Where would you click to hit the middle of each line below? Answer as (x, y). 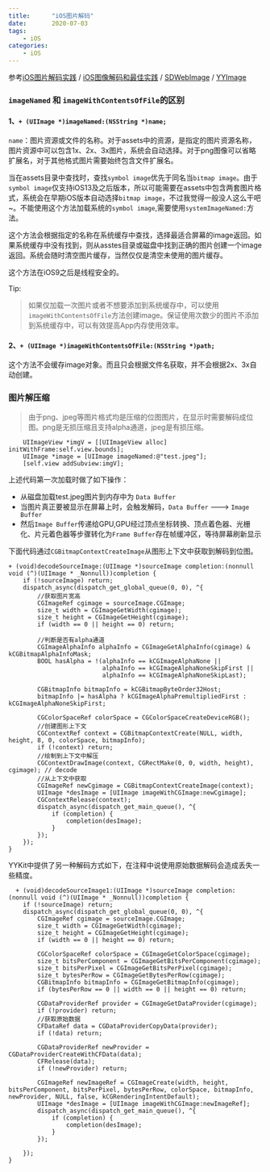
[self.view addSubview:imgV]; (74, 463)
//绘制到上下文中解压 (68, 756)
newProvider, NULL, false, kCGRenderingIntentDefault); (104, 1097)
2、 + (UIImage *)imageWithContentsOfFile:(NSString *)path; (112, 345)
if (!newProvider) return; (83, 1068)
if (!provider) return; (77, 1010)
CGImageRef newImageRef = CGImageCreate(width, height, (133, 1082)
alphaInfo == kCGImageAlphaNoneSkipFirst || (178, 668)
